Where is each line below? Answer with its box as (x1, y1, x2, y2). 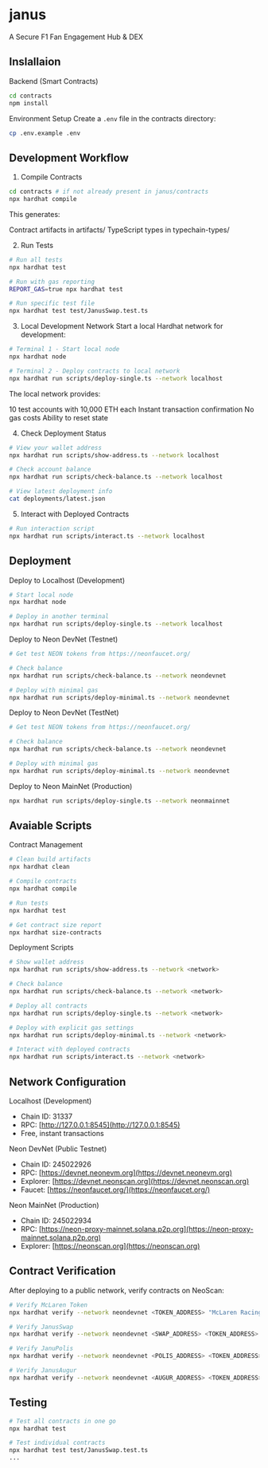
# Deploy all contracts (9, 1001, 88, 1010)
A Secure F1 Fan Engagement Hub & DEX (9, 32, 144, 41)
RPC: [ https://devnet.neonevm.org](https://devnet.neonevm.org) (20, 1168, 233, 1178)
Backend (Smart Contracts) (9, 76, 99, 85)
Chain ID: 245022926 (20, 1159, 92, 1169)
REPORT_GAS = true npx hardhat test (9, 285, 124, 293)
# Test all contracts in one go (9, 1417, 116, 1425)
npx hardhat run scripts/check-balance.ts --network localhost (9, 473, 223, 481)
